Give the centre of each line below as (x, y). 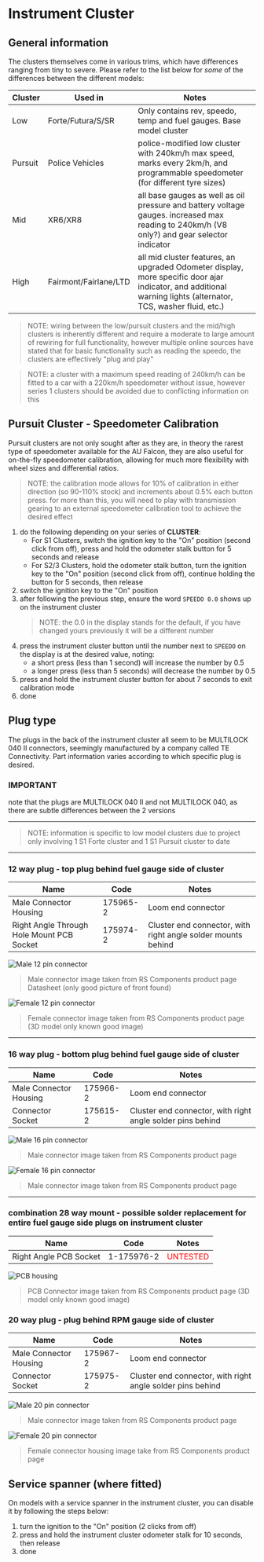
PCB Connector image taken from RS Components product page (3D (138, 1291)
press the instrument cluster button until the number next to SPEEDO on (132, 646)
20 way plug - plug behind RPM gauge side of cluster (111, 1319)
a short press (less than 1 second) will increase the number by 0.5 (138, 662)
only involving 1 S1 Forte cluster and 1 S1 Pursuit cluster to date (128, 841)
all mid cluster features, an (187, 257)
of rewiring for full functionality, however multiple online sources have (140, 342)
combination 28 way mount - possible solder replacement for (127, 1213)
